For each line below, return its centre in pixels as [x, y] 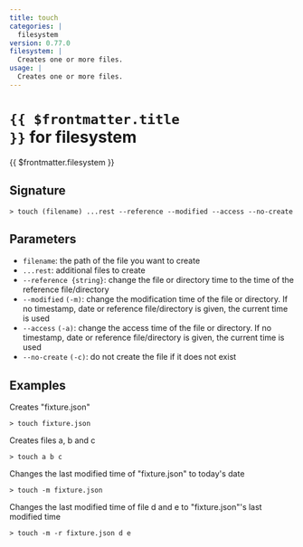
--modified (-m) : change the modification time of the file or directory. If [155, 299]
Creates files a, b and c [52, 440]
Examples [38, 385]
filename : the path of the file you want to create [111, 261]
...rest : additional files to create [84, 270]
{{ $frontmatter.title [95, 119]
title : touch [34, 18]
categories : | [36, 26]
